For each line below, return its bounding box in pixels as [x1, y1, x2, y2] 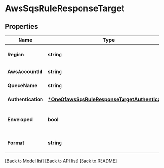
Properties [5, 22, 38, 31]
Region [7, 51, 24, 57]
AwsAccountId [7, 68, 43, 75]
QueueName [7, 82, 38, 89]
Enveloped [7, 116, 33, 123]
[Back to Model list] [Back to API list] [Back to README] [5, 158, 117, 164]
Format [7, 139, 25, 146]
